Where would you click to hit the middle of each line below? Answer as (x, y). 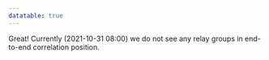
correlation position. (66, 47)
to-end (20, 47)
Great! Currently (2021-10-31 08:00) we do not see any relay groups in (126, 38)
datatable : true (36, 16)
